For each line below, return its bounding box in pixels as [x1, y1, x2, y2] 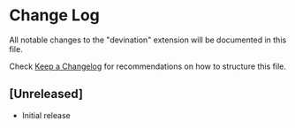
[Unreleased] [9, 87, 84, 102]
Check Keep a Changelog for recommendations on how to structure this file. [9, 61, 287, 72]
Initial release [21, 109, 71, 120]
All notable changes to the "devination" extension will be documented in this [9, 34, 287, 45]
